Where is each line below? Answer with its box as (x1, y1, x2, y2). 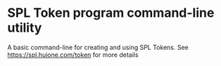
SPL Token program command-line (7, 5, 215, 21)
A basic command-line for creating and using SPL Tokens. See (7, 43, 189, 51)
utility (7, 20, 42, 36)
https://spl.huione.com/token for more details (7, 51, 139, 59)
